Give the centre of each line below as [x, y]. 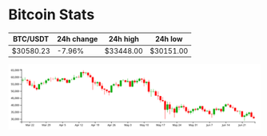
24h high [124, 39]
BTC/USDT [31, 39]
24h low [169, 39]
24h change [78, 39]
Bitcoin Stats [52, 15]
